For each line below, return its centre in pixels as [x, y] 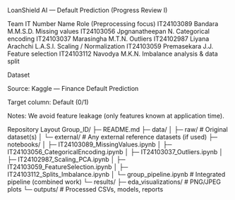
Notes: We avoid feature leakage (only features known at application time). [116, 116]
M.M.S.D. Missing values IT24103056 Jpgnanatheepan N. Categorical [109, 31]
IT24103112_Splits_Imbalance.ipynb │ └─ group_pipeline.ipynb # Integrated [116, 174]
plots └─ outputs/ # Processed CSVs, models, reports [85, 189]
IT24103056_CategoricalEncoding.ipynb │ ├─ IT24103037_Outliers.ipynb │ [115, 152]
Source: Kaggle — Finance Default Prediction [73, 88]
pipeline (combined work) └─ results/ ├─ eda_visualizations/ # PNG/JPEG [114, 182]
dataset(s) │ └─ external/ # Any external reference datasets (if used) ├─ [112, 137]
